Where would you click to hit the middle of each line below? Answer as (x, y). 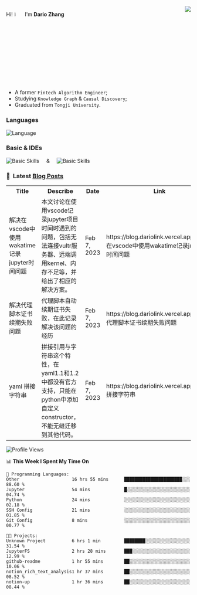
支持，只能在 (59, 391)
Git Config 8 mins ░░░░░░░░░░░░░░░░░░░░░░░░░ (98, 521)
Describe (60, 191)
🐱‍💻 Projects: (22, 536)
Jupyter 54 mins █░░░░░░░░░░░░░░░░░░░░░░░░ (98, 490)
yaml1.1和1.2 (60, 373)
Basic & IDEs (24, 148)
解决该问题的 (59, 327)
